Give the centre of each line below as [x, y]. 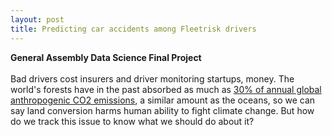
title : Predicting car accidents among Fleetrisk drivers [133, 29]
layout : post [37, 19]
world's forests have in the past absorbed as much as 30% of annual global [166, 89]
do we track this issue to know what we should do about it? [132, 121]
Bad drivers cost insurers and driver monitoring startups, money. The [152, 78]
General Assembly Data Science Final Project [106, 57]
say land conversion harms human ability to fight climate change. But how [162, 110]
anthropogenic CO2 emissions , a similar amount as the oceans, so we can [163, 100]
